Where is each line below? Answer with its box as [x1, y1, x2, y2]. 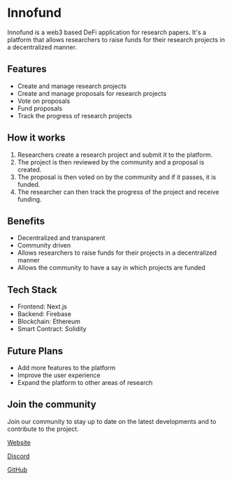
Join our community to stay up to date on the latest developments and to [7, 417, 217, 425]
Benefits [7, 215, 45, 227]
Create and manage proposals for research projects [17, 89, 167, 97]
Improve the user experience [17, 371, 101, 379]
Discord [7, 451, 30, 460]
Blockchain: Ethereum [17, 317, 81, 326]
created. [17, 165, 42, 174]
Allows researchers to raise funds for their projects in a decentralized [17, 248, 217, 257]
